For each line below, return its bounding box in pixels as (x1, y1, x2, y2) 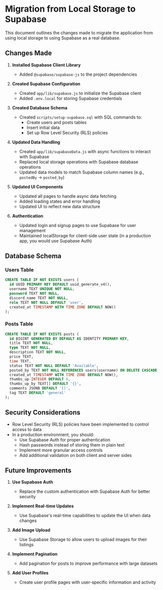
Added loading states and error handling (19, 198, 100, 204)
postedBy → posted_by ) (19, 174, 65, 180)
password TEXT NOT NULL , (9, 291, 60, 296)
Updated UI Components (12, 184, 63, 190)
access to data (12, 426, 42, 432)
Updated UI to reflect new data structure (19, 203, 100, 209)
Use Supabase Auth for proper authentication (19, 436, 111, 443)
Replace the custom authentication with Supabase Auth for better (19, 488, 150, 494)
